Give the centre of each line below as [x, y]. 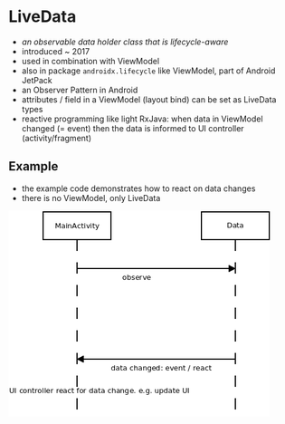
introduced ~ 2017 [56, 51]
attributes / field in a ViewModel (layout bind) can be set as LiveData [149, 99]
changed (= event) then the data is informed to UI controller [133, 128]
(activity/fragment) [57, 138]
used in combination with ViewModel [90, 61]
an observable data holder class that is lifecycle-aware [125, 42]
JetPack [37, 80]
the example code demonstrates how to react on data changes [138, 188]
